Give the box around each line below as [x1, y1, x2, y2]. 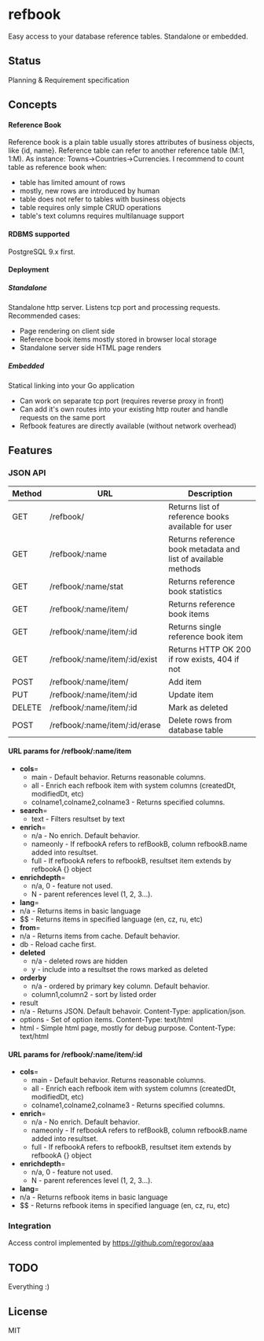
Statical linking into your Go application [8, 381, 135, 390]
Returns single [168, 621, 222, 632]
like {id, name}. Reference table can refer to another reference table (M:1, [8, 146, 245, 155]
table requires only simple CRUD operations [19, 203, 162, 212]
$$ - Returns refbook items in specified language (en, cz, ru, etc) [19, 1201, 230, 1210]
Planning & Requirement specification [8, 75, 130, 84]
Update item [168, 689, 214, 700]
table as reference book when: [8, 163, 108, 172]
